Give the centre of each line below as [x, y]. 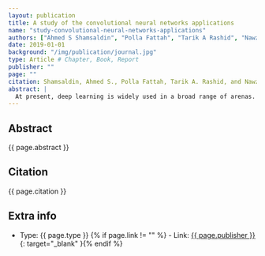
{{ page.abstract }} [39, 148]
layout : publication [42, 15]
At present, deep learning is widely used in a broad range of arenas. [136, 96]
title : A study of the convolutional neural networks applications [121, 23]
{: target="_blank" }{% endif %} [71, 243]
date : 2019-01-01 [37, 45]
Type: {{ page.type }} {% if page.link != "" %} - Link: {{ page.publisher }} [138, 235]
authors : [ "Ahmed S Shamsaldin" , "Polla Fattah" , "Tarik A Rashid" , [123, 38]
